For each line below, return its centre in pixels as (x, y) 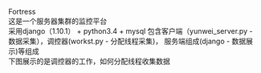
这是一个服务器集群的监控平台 (57, 21)
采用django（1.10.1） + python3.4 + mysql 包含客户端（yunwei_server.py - (130, 31)
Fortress (22, 12)
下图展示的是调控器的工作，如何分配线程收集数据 (89, 61)
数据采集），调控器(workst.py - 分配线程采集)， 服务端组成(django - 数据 (127, 41)
